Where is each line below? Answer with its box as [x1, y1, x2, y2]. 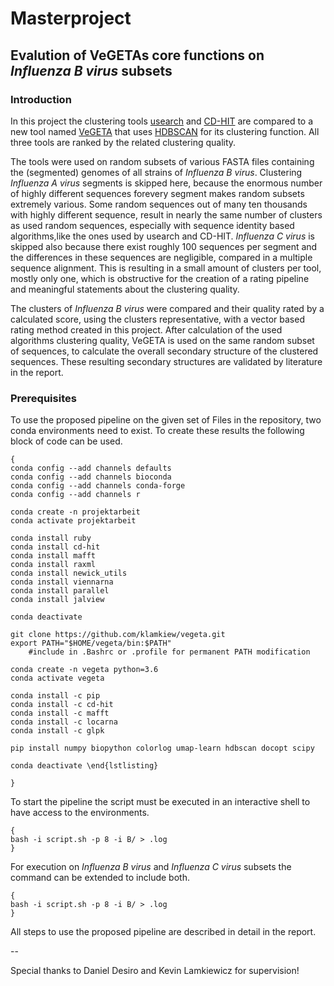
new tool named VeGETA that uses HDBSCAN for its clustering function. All [10, 125, 320, 137]
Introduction [10, 92, 72, 106]
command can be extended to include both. [10, 872, 190, 884]
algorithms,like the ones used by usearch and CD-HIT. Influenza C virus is [10, 230, 315, 242]
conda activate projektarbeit [10, 516, 137, 526]
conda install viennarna [10, 577, 114, 587]
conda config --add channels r [10, 490, 141, 500]
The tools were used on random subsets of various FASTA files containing [10, 155, 315, 167]
